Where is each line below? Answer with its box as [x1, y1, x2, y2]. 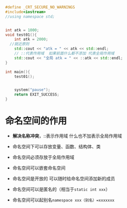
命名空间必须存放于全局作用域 [12, 154, 74, 160]
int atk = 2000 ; [14, 37, 49, 42]
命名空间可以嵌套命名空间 [12, 165, 66, 171]
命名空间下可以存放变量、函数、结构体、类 [12, 143, 101, 149]
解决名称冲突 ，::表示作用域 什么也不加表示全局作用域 [12, 133, 122, 139]
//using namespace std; [5, 14, 55, 19]
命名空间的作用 [5, 116, 67, 127]
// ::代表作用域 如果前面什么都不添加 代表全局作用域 [14, 51, 114, 56]
